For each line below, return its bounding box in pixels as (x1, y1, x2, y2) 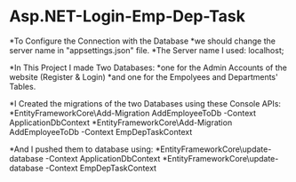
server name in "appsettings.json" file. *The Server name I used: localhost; (9, 44, 284, 55)
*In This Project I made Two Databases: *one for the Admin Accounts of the (9, 62, 287, 73)
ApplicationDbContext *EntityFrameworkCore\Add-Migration (9, 117, 233, 128)
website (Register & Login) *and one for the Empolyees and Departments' (9, 71, 278, 82)
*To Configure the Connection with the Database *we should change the (9, 36, 276, 46)
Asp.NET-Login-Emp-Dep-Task (9, 6, 246, 27)
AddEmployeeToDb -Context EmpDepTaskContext (9, 126, 193, 137)
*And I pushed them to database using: (9, 144, 154, 154)
